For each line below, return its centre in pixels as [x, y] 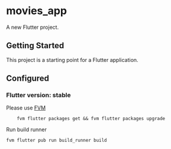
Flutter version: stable [38, 95]
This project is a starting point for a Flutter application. [72, 59]
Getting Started [35, 46]
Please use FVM [26, 108]
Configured [28, 79]
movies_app [36, 11]
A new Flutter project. [33, 27]
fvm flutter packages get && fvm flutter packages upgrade [91, 119]
